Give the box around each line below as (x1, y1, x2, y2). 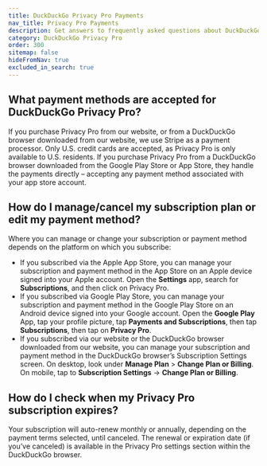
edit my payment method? (8, 213, 141, 226)
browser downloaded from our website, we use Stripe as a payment (8, 135, 230, 144)
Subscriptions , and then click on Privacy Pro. (19, 284, 169, 293)
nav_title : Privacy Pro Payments (8, 19, 119, 27)
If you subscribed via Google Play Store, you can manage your (19, 292, 225, 301)
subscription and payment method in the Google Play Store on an (19, 300, 234, 310)
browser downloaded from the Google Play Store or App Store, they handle (8, 160, 254, 170)
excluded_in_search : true (8, 64, 94, 72)
